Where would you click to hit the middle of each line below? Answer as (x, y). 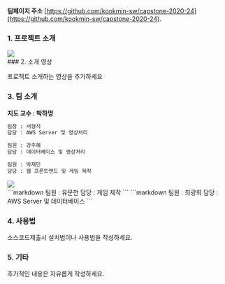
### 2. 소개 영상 (30, 62)
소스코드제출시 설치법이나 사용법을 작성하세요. (70, 238)
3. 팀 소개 (22, 97)
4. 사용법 (22, 221)
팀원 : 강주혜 (24, 145)
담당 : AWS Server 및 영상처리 (48, 133)
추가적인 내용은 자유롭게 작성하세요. (56, 274)
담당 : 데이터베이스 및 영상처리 (46, 152)
